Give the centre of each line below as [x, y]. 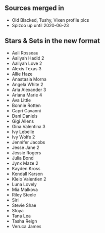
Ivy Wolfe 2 [23, 137]
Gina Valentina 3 [28, 126]
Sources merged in [34, 8]
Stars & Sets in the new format [52, 41]
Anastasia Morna [29, 79]
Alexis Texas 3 [26, 68]
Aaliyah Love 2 [27, 63]
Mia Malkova [25, 189]
